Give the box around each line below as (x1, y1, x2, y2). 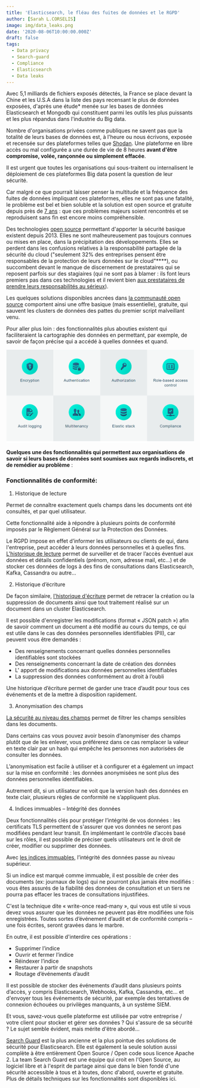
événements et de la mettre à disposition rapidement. (6, 691, 137, 698)
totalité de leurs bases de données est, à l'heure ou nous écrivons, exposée (6, 134, 193, 141)
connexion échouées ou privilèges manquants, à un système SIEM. (6, 1001, 171, 1008)
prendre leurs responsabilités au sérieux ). (6, 283, 109, 290)
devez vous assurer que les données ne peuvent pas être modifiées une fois (6, 908, 194, 916)
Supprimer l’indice (14, 944, 60, 952)
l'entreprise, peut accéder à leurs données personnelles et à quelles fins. (6, 543, 186, 551)
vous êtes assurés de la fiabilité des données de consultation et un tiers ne (6, 884, 190, 891)
